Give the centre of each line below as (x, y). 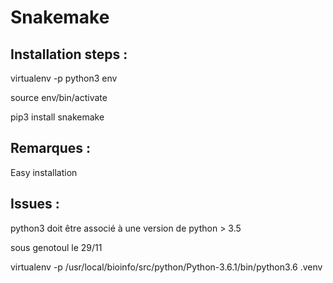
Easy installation (44, 172)
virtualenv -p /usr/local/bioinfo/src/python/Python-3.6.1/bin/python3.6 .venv (166, 267)
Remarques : (51, 148)
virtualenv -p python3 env (64, 78)
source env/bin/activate (59, 97)
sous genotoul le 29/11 (56, 247)
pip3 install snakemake (57, 117)
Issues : (35, 204)
